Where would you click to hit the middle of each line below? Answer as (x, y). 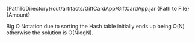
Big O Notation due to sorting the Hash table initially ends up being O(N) (95, 26)
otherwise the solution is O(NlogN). (50, 33)
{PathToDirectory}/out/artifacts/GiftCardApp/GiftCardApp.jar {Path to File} (98, 9)
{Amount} (18, 15)
